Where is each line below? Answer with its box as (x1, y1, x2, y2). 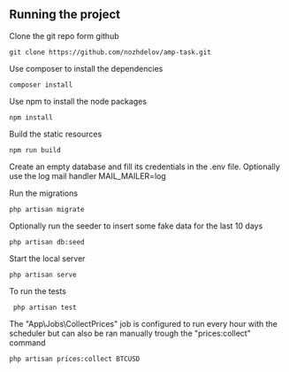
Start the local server (9, 252, 86, 264)
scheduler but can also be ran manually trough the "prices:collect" (9, 328, 252, 338)
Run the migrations (9, 188, 78, 198)
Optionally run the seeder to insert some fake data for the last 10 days (9, 221, 263, 231)
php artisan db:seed (9, 237, 86, 246)
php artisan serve (9, 270, 77, 279)
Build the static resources (9, 128, 103, 139)
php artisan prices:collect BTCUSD (9, 354, 141, 363)
